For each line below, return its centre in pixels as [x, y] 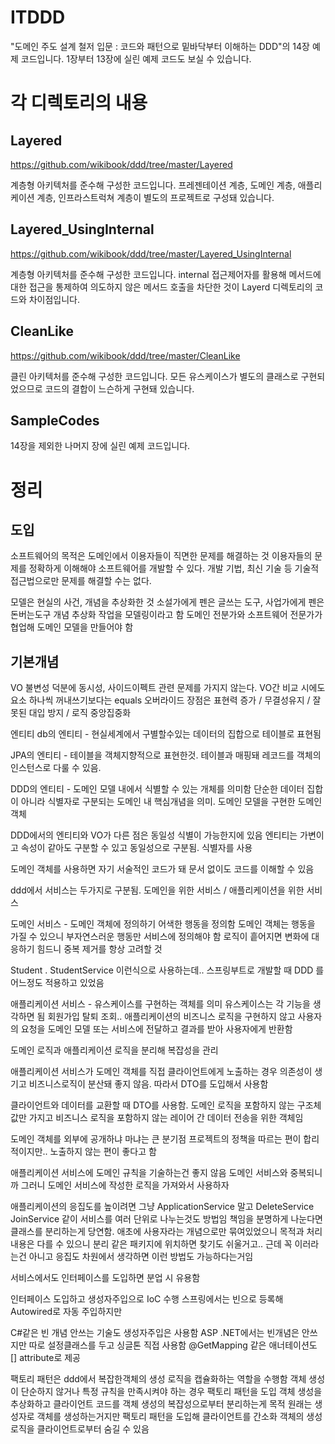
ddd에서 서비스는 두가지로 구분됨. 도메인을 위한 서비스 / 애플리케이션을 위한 [157, 890]
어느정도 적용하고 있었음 [57, 983]
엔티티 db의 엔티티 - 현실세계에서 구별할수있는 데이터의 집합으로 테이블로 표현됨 [166, 734]
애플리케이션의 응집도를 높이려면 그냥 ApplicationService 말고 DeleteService [162, 1207]
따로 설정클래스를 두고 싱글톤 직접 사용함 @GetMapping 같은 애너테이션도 [173, 1345]
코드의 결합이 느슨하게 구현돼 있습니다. [119, 388]
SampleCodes [55, 420]
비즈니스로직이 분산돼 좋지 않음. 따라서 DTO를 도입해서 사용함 [148, 1084]
